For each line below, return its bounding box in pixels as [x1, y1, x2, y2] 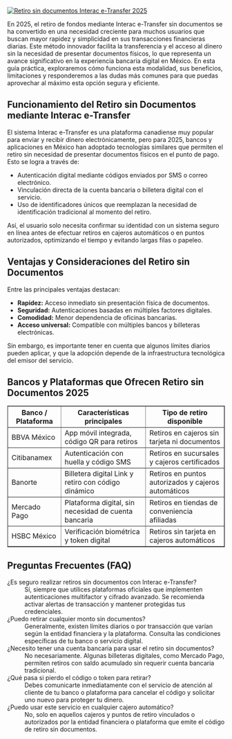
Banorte [11, 478, 38, 488]
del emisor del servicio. [7, 356, 74, 364]
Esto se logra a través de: [7, 157, 79, 166]
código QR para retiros [64, 437, 138, 447]
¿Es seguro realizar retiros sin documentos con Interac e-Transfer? [7, 578, 197, 587]
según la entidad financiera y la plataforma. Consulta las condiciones [24, 630, 221, 638]
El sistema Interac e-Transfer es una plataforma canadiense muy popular [7, 128, 214, 136]
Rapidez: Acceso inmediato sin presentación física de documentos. [17, 299, 210, 307]
